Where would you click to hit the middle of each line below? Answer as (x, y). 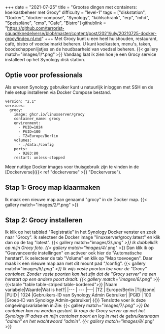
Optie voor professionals (44, 75)
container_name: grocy (37, 119)
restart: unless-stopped (39, 158)
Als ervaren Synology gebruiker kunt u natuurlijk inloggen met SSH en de (79, 87)
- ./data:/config (36, 145)
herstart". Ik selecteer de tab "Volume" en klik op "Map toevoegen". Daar (79, 258)
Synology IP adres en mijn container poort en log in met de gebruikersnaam (82, 316)
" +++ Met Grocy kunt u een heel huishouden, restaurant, (100, 39)
